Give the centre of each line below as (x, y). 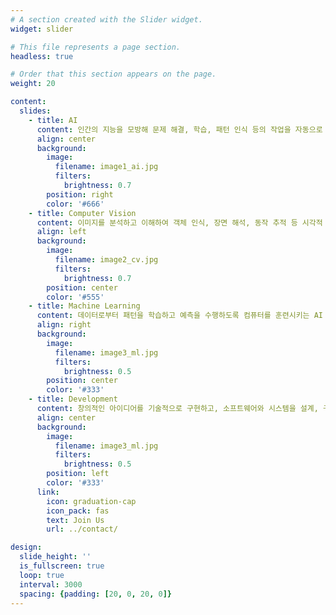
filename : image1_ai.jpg (106, 167)
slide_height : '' (55, 557)
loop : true (42, 575)
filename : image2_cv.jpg (106, 260)
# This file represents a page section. (96, 47)
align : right (64, 325)
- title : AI (53, 120)
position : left (78, 474)
